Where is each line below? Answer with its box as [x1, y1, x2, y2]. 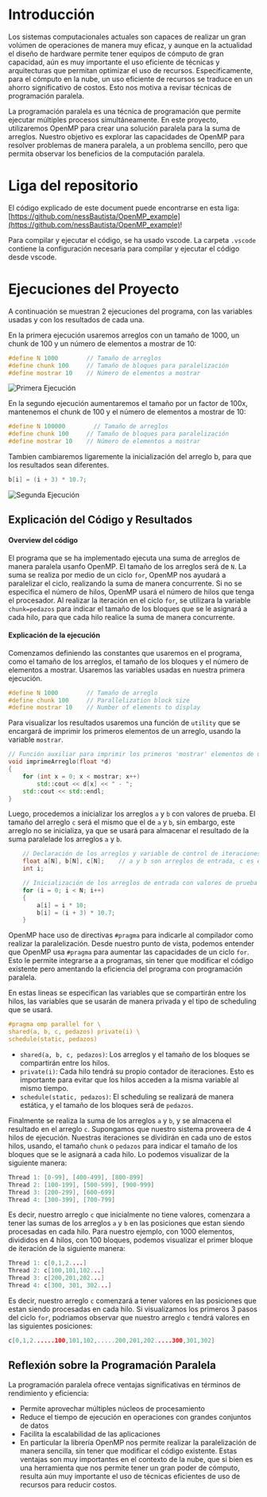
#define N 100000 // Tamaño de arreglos [8, 423, 169, 431]
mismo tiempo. [19, 1083, 69, 1093]
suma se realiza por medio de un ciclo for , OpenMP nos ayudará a [8, 570, 226, 579]
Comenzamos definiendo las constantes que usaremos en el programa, [8, 648, 242, 657]
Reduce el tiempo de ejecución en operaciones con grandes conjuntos [19, 1412, 252, 1421]
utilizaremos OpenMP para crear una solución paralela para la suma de [8, 123, 241, 133]
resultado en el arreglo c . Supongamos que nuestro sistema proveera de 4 [8, 1124, 252, 1133]
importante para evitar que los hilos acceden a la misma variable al [19, 1074, 239, 1084]
